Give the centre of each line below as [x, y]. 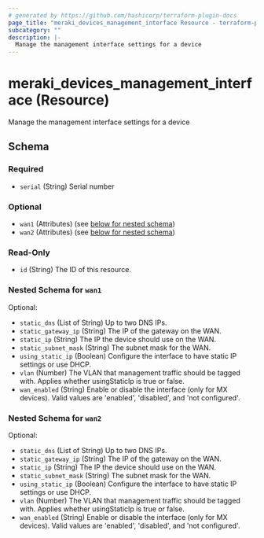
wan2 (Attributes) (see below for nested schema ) [97, 232]
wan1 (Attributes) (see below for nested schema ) [97, 224]
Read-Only [29, 252]
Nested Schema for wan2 [55, 418]
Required [26, 169]
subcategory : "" [35, 30]
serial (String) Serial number [67, 186]
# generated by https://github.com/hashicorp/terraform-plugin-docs [123, 15]
